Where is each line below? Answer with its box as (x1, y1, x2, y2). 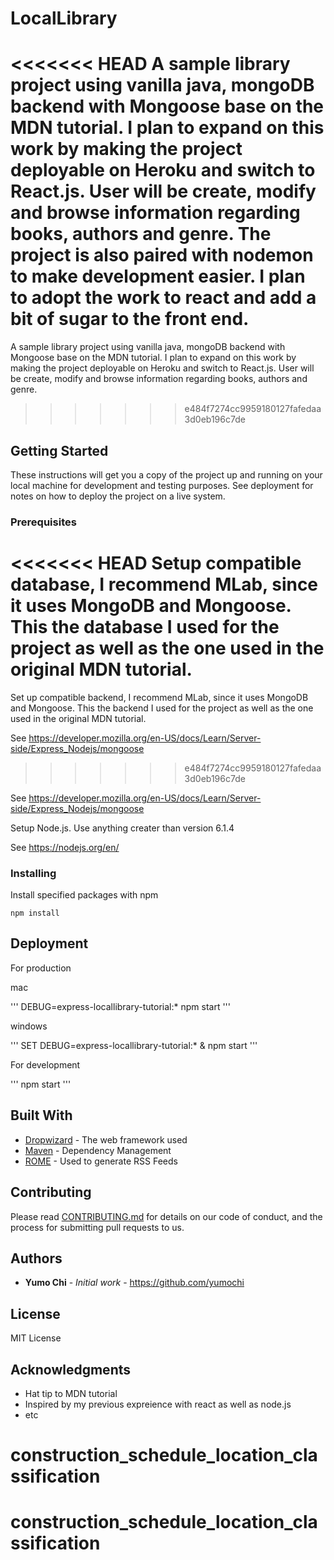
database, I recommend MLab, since (10, 573, 319, 596)
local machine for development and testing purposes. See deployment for (10, 479, 314, 491)
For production (10, 962, 72, 974)
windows (10, 1020, 48, 1032)
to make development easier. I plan (10, 265, 306, 288)
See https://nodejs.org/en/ (10, 841, 120, 853)
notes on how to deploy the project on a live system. (10, 490, 226, 502)
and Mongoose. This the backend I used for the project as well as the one (10, 702, 314, 714)
